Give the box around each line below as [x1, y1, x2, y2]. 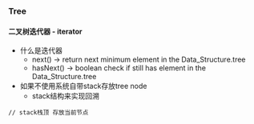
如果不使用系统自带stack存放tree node [19, 82, 147, 91]
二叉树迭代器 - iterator [8, 26, 83, 36]
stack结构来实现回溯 [31, 91, 100, 101]
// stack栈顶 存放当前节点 [8, 109, 89, 117]
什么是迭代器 [19, 46, 62, 55]
